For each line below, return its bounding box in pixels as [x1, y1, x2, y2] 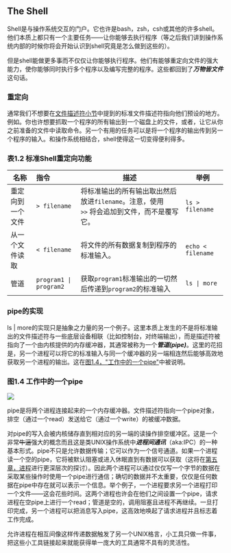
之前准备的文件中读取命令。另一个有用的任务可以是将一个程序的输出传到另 [7, 126, 217, 134]
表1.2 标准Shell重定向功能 [7, 154, 93, 163]
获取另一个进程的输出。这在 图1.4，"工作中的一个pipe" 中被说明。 [7, 357, 190, 366]
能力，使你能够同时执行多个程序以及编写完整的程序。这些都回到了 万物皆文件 [7, 64, 223, 73]
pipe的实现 [7, 307, 43, 316]
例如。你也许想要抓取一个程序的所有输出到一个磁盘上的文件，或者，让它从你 [7, 118, 223, 126]
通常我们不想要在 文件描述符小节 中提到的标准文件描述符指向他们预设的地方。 [7, 109, 223, 117]
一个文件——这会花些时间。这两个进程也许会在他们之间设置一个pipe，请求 [7, 490, 218, 497]
